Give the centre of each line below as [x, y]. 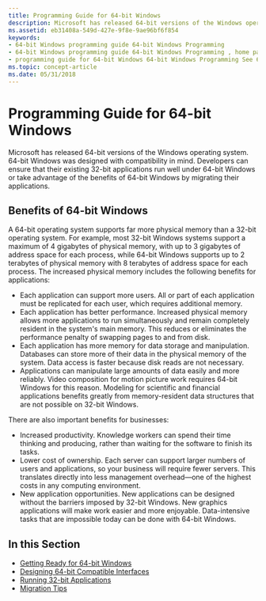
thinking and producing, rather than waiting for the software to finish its [136, 444]
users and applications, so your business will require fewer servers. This [137, 469]
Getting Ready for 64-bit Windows [76, 563]
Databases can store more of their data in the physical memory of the [133, 354]
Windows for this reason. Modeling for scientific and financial [120, 387]
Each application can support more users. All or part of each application [137, 295]
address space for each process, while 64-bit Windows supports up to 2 [127, 255]
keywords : [25, 38]
